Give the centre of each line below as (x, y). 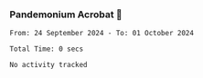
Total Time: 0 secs (47, 49)
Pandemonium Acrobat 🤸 (66, 15)
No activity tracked (49, 65)
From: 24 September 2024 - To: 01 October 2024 (102, 34)
